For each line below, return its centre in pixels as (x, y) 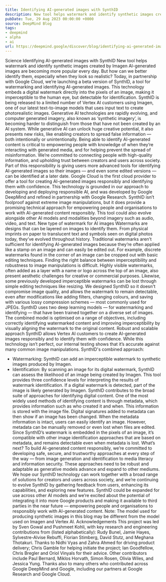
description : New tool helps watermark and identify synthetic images (79, 14)
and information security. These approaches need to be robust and (81, 464)
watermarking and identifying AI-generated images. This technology (75, 86)
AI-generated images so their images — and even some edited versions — (81, 170)
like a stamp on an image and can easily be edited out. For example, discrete (83, 249)
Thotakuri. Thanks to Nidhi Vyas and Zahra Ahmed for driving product (83, 542)
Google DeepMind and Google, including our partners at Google (77, 569)
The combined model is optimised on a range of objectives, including (75, 318)
